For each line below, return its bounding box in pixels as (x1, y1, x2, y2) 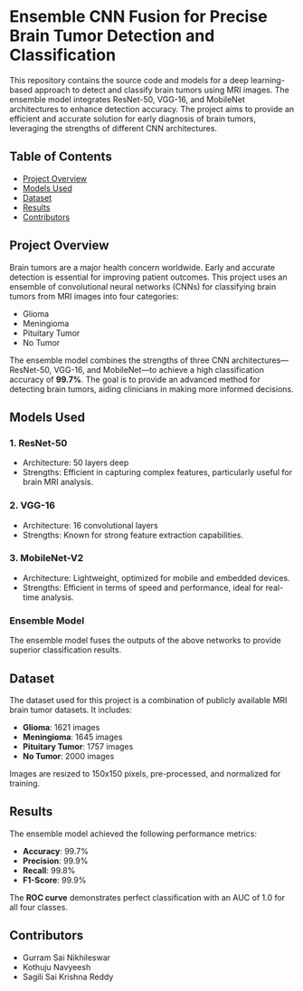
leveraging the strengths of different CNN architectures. (9, 122, 218, 133)
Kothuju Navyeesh (22, 961, 91, 972)
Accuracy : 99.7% (22, 845, 89, 856)
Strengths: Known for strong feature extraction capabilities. (22, 529, 244, 540)
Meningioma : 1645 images (22, 731, 123, 742)
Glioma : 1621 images (22, 721, 100, 732)
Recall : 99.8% (22, 864, 76, 875)
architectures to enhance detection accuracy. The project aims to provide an (9, 103, 295, 114)
